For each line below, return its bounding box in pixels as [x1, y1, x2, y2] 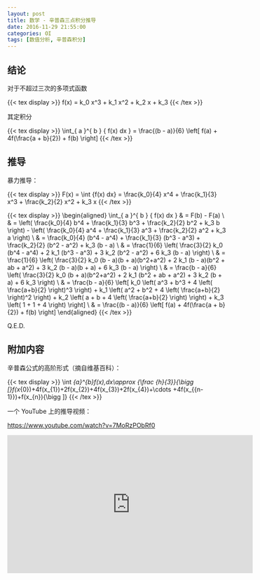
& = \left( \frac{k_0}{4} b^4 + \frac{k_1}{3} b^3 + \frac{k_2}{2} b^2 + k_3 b [7, 218, 221, 227]
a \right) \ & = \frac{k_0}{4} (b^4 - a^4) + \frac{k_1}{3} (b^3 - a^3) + [7, 233, 201, 242]
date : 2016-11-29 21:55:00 [7, 23, 86, 30]
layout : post [7, 10, 46, 18]
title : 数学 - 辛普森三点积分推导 [7, 17, 97, 24]
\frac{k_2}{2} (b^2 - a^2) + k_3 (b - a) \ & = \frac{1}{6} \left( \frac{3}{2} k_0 [7, 241, 223, 249]
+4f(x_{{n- [172, 385, 204, 393]
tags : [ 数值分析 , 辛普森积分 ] [7, 36, 86, 43]
